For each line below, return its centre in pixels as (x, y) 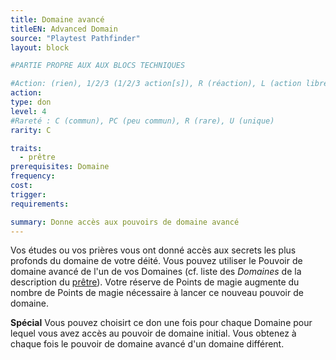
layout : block (40, 47)
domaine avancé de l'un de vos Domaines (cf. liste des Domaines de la (156, 272)
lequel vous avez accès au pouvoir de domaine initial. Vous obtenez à (153, 333)
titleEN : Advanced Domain (64, 29)
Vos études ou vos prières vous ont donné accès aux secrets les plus (153, 250)
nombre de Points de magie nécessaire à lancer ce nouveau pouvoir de (157, 293)
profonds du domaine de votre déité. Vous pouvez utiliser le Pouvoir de (156, 261)
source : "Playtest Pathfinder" (75, 38)
